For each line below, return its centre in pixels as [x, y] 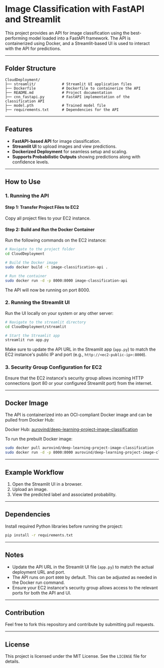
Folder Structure [31, 69]
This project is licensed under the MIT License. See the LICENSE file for [76, 656]
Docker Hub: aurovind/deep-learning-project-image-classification [72, 429]
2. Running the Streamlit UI [37, 303]
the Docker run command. [38, 582]
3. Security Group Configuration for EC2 [53, 367]
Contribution [25, 612]
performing [16, 38]
